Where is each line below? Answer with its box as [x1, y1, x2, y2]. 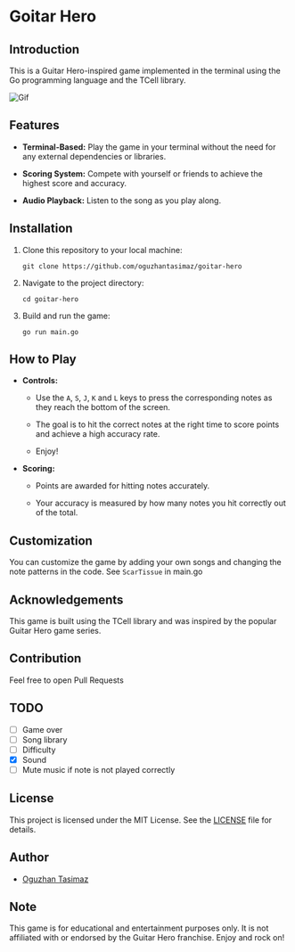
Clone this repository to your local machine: [21, 244, 183, 255]
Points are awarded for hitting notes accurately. [35, 480, 210, 491]
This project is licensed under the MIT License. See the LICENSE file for [9, 814, 273, 825]
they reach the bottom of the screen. [35, 402, 171, 413]
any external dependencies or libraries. [21, 151, 167, 161]
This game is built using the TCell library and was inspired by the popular [9, 616, 277, 627]
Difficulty [21, 744, 56, 755]
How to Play [9, 352, 78, 367]
